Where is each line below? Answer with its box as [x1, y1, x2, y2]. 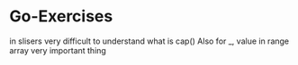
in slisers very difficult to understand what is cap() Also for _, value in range [9, 36, 290, 46]
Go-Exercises [9, 6, 113, 27]
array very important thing [9, 45, 106, 55]
